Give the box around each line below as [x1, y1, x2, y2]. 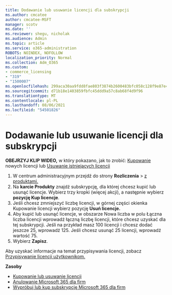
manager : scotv [5, 22, 38, 27]
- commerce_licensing [5, 70, 52, 75]
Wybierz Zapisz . [12, 238, 48, 244]
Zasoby [5, 263, 22, 269]
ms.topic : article [5, 41, 45, 46]
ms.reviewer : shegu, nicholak [5, 31, 70, 36]
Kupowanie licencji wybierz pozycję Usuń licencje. [12, 205, 121, 212]
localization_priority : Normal [5, 55, 72, 60]
